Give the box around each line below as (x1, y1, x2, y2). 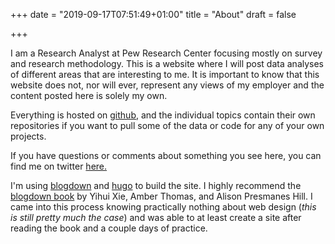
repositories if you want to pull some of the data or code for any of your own (10, 120, 325, 131)
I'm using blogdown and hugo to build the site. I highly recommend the (10, 180, 302, 191)
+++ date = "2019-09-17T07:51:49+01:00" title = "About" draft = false (10, 9, 297, 20)
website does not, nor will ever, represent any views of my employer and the (10, 79, 325, 91)
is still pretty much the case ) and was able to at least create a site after (10, 212, 302, 223)
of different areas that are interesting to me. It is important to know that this (10, 69, 320, 80)
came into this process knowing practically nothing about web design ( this (10, 201, 317, 213)
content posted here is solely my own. (10, 90, 168, 101)
